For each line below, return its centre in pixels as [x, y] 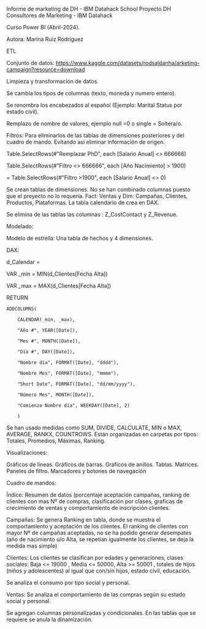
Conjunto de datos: [30, 63]
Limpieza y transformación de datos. [53, 81]
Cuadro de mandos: [31, 483]
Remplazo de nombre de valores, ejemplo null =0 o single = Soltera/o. [94, 123]
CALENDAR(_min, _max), [46, 320]
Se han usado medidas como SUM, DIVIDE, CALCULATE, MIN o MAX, [94, 428]
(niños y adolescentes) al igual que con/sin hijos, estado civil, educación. [99, 571]
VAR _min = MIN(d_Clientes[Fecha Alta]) [57, 274]
